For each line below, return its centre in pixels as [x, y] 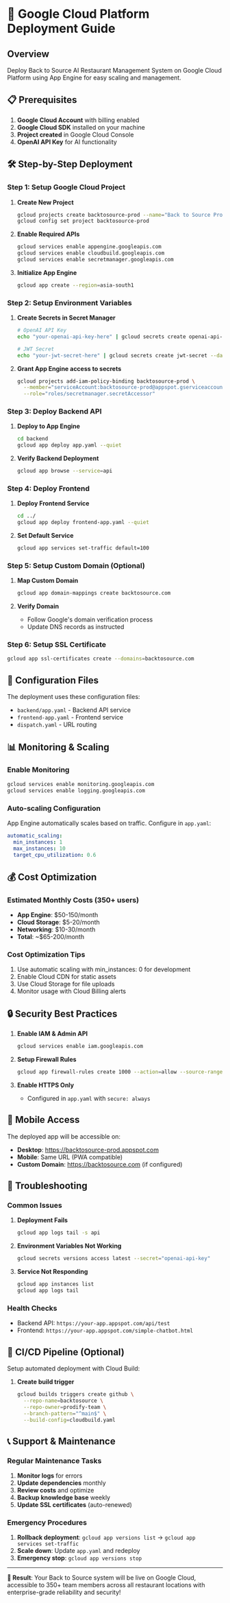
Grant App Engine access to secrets [69, 368]
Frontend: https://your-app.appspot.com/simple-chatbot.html [105, 1331]
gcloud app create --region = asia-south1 [75, 285]
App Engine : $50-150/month [57, 915]
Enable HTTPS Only [45, 1085]
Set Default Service [45, 536]
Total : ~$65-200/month [50, 937]
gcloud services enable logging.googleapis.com [76, 791]
